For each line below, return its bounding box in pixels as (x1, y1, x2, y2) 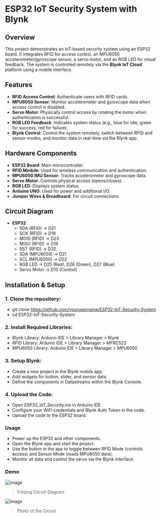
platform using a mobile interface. (5, 67, 73, 73)
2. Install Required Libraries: (5, 324, 73, 331)
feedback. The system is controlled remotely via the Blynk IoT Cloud (5, 62, 142, 67)
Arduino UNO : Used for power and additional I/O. (12, 188, 111, 194)
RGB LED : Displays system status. (12, 183, 80, 188)
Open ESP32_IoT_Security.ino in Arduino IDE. (12, 402, 102, 408)
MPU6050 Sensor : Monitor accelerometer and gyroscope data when (12, 99, 150, 105)
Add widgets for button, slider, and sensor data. (12, 373, 108, 379)
